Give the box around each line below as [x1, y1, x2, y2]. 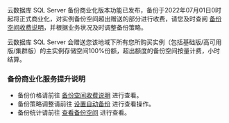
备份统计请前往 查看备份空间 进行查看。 [17, 108, 130, 117]
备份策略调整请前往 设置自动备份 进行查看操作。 [17, 100, 155, 108]
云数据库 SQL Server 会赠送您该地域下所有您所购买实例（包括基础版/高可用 [7, 38, 222, 46]
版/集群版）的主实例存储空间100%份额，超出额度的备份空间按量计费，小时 [7, 47, 221, 55]
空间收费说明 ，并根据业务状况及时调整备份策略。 [7, 23, 147, 31]
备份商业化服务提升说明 [7, 74, 85, 84]
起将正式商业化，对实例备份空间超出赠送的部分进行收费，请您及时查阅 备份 [7, 15, 222, 23]
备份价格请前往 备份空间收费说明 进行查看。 [17, 91, 143, 100]
